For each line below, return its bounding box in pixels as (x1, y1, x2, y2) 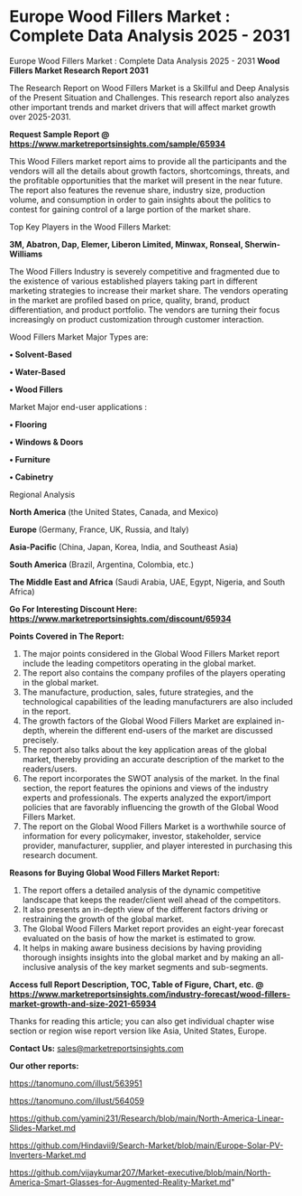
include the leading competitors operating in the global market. (22, 658, 257, 668)
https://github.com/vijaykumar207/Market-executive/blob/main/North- (9, 1167, 271, 1178)
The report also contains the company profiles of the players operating (22, 667, 286, 678)
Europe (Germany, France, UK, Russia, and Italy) (9, 524, 189, 535)
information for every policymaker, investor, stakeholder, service (22, 830, 261, 841)
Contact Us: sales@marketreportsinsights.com (9, 1042, 185, 1053)
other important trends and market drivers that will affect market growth (9, 101, 277, 112)
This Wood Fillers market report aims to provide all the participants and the (9, 155, 287, 166)
